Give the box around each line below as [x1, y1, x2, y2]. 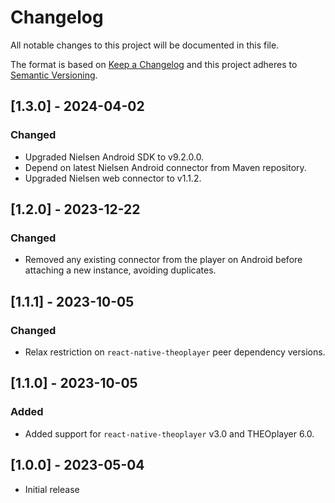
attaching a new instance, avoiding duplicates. [24, 264, 217, 276]
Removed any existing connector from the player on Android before [24, 254, 303, 266]
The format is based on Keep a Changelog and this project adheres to [10, 58, 298, 70]
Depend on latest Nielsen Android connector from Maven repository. [24, 161, 307, 173]
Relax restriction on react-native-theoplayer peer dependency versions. [24, 346, 326, 358]
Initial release [24, 483, 80, 495]
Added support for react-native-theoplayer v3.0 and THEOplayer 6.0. [24, 427, 315, 440]
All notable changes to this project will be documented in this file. [10, 39, 280, 51]
